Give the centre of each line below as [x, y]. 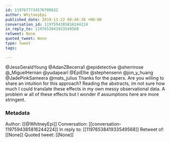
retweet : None [20, 34]
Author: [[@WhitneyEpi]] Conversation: [47, 124]
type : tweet [18, 43]
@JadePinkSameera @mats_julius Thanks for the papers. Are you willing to [85, 78]
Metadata [17, 113]
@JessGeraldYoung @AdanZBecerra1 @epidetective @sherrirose [75, 67]
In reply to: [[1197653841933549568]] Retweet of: [112, 129]
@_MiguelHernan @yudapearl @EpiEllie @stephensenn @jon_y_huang [79, 73]
